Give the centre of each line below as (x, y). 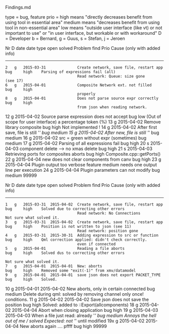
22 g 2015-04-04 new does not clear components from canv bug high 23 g (83, 159)
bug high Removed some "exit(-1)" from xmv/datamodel (71, 271)
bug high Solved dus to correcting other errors (65, 253)
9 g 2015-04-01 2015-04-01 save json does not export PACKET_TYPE (83, 275)
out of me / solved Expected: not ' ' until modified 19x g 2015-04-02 (75, 321)
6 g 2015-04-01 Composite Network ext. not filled (78, 85)
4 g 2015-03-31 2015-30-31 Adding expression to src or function (82, 235)
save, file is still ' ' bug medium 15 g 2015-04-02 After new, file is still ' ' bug (82, 132)
